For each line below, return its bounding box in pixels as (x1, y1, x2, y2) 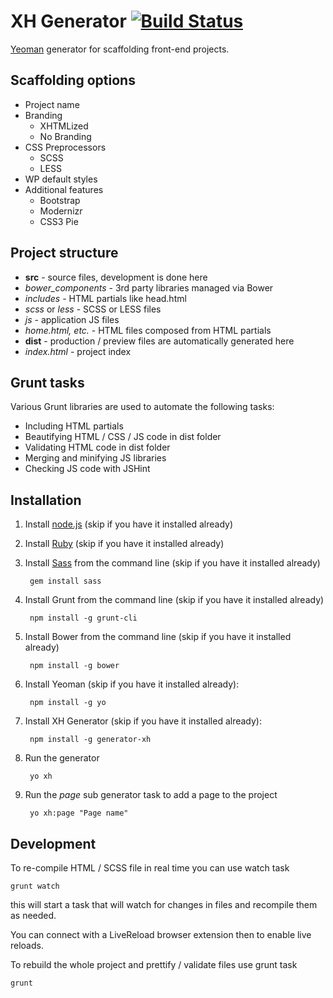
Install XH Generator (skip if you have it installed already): (24, 715, 263, 727)
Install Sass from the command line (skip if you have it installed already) (24, 557, 321, 569)
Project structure (10, 245, 119, 262)
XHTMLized (39, 120, 89, 132)
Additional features (24, 183, 104, 195)
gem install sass (29, 576, 102, 587)
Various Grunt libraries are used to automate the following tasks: (10, 401, 275, 413)
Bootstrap (39, 194, 81, 206)
